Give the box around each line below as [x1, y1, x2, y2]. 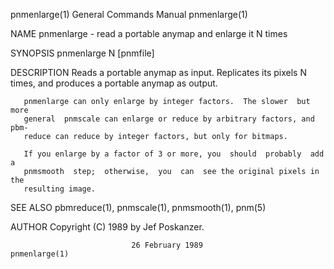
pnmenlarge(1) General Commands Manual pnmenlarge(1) [10, 9, 248, 20]
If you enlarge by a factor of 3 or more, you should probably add [23, 149, 325, 159]
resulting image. [23, 184, 97, 194]
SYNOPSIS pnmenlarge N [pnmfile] [10, 47, 155, 59]
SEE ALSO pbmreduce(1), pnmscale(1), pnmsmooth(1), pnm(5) [10, 202, 267, 213]
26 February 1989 [131, 240, 203, 250]
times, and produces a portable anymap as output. [10, 77, 218, 89]
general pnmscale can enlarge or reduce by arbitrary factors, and [23, 114, 315, 124]
